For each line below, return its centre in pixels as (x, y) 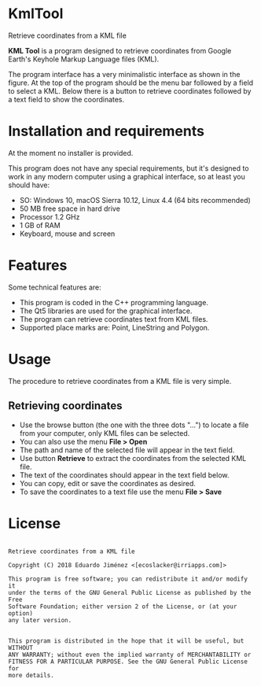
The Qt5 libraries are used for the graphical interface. (106, 311)
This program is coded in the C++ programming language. (114, 302)
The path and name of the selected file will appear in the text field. (127, 450)
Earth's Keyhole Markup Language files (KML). (84, 59)
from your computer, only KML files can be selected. (105, 433)
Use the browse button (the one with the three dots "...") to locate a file (134, 425)
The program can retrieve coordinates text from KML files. (114, 319)
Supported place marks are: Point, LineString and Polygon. (114, 327)
